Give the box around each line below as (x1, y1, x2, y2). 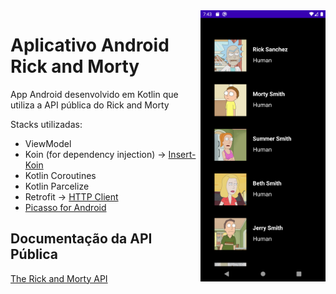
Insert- (168, 148, 197, 160)
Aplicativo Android (10, 34, 170, 57)
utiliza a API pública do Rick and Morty (10, 99, 170, 111)
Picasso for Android (24, 201, 107, 213)
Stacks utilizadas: (10, 118, 83, 130)
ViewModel (24, 137, 72, 149)
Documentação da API (10, 230, 153, 248)
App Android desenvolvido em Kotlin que (10, 88, 179, 100)
